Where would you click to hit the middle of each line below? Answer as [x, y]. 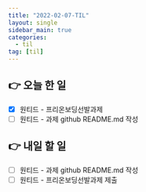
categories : [27, 37]
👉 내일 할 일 [37, 146]
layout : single [33, 23]
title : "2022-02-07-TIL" [49, 15]
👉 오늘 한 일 [37, 86]
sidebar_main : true [40, 30]
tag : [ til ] [26, 52]
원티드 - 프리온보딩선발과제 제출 [68, 179]
